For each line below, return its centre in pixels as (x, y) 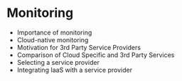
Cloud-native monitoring (53, 39)
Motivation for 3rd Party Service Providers (79, 47)
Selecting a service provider (58, 62)
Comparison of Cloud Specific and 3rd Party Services (96, 55)
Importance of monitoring (54, 32)
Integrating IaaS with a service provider (75, 70)
